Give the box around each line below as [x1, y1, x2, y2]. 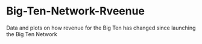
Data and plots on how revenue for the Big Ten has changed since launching [6, 24, 196, 31]
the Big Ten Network [6, 30, 57, 37]
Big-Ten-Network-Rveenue [6, 4, 145, 18]
